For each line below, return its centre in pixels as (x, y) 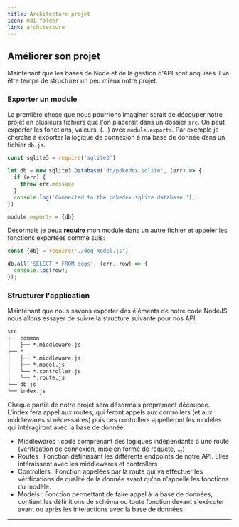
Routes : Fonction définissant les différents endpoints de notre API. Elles (123, 456)
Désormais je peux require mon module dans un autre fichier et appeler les (117, 230)
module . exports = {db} (41, 217)
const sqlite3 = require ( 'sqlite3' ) (62, 158)
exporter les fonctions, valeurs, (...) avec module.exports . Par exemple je (113, 130)
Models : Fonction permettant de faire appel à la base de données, (115, 494)
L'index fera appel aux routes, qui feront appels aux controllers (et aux (110, 412)
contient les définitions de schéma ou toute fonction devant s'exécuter (121, 502)
